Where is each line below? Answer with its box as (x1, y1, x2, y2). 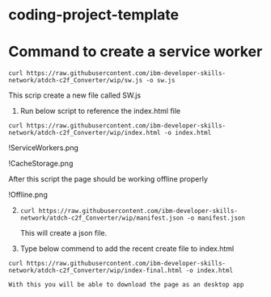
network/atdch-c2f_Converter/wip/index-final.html (8, 266, 183, 275)
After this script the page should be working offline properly (8, 174, 209, 184)
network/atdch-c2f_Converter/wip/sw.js (8, 77, 143, 85)
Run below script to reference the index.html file (19, 107, 180, 116)
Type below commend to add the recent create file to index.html (19, 244, 235, 253)
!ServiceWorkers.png (8, 143, 78, 153)
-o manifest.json (187, 214, 245, 223)
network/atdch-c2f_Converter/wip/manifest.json (19, 214, 184, 223)
